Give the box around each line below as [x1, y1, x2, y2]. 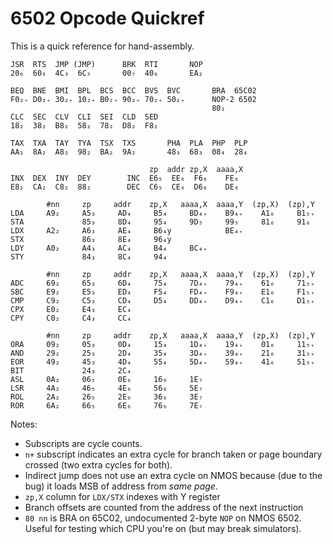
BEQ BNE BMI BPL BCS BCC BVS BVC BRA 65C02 [10, 85, 257, 96]
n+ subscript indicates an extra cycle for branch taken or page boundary [24, 448, 323, 460]
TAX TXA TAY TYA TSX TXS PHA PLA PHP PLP [10, 138, 248, 148]
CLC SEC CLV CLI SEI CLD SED [10, 112, 159, 122]
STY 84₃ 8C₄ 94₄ [10, 252, 168, 262]
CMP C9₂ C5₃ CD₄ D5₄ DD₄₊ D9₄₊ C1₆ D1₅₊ [10, 295, 315, 306]
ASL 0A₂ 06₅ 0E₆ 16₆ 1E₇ [10, 374, 203, 384]
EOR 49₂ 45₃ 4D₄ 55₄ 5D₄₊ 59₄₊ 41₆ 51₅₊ [10, 357, 315, 367]
